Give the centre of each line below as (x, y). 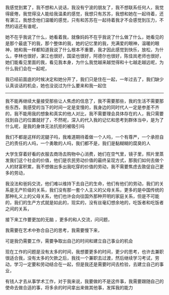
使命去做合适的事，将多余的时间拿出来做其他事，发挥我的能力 (69, 287)
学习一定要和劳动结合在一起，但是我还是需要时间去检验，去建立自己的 (87, 264)
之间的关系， (18, 209)
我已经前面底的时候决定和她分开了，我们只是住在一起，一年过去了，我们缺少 (84, 79)
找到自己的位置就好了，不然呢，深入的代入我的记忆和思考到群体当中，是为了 (84, 120)
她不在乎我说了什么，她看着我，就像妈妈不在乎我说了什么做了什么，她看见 (82, 37)
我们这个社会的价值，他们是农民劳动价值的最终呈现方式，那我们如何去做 (84, 160)
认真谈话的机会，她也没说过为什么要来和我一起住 (56, 85)
